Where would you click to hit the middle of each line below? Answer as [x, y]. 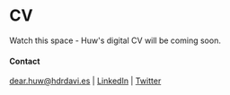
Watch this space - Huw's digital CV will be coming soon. [115, 40]
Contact [25, 61]
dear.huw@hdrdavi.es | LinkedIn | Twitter [85, 81]
